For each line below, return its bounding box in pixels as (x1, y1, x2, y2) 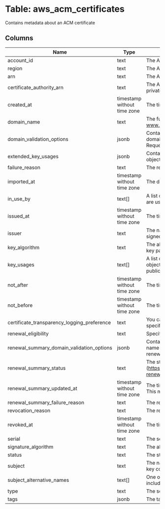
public (146, 267, 161, 274)
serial (7, 435, 21, 442)
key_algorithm (7, 244, 40, 251)
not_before (7, 302, 33, 309)
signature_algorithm (7, 443, 54, 450)
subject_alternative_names (7, 477, 69, 483)
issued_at (7, 213, 29, 220)
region (7, 65, 23, 72)
